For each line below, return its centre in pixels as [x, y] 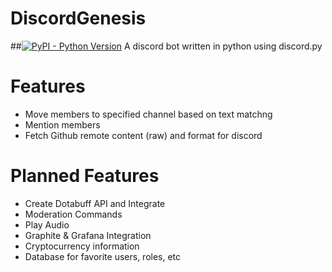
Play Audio [47, 224]
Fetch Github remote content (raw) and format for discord [143, 135]
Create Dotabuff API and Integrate [95, 203]
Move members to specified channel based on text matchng [148, 114]
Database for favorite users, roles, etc [103, 256]
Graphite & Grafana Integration [88, 235]
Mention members [62, 124]
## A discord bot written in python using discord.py [166, 46]
